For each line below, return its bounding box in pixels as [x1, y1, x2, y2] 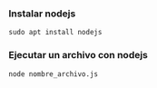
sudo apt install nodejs [8, 28, 103, 37]
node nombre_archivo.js [8, 69, 99, 79]
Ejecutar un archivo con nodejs [8, 49, 149, 62]
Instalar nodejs [8, 7, 76, 20]
